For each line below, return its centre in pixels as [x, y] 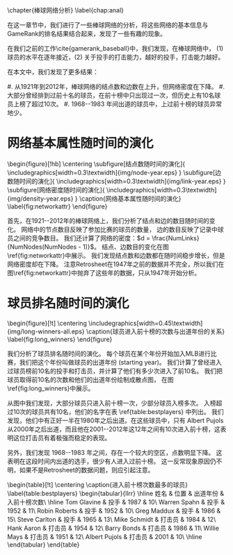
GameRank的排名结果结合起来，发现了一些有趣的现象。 [87, 34]
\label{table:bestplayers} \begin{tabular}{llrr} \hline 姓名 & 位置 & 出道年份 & [116, 493]
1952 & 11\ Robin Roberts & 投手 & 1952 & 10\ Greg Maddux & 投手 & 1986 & [114, 511]
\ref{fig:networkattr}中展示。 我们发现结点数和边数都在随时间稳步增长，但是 [116, 255]
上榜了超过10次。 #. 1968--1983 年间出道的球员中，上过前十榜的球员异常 [118, 104]
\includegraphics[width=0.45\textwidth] [145, 323]
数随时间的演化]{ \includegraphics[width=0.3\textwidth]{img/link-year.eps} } [116, 181]
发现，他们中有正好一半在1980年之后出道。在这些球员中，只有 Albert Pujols [115, 420]
